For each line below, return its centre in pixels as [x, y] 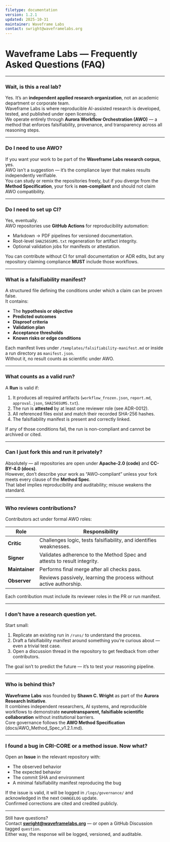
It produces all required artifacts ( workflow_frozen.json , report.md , [82, 397]
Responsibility [101, 532]
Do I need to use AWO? [34, 148]
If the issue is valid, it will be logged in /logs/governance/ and [69, 793]
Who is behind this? [30, 684]
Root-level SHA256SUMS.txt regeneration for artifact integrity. [75, 241]
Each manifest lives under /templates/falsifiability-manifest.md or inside [84, 348]
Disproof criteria [30, 322]
